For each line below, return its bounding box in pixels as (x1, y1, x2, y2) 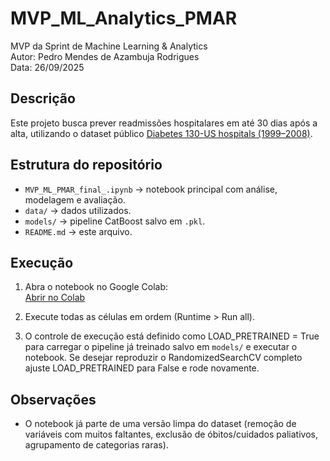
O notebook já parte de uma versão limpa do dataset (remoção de (24, 418, 297, 430)
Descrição (10, 90, 76, 107)
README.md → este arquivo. (24, 225, 133, 237)
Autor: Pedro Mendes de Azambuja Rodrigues (10, 50, 200, 62)
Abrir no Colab (24, 292, 86, 304)
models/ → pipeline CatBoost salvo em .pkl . (24, 215, 206, 227)
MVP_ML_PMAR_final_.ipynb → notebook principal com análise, (24, 183, 278, 195)
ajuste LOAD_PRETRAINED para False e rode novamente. (24, 362, 260, 374)
